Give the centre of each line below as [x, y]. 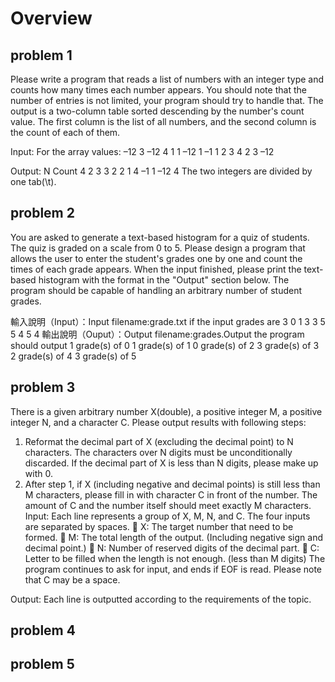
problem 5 [42, 664]
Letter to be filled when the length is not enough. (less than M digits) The [175, 558]
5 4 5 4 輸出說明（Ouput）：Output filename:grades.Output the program [157, 334]
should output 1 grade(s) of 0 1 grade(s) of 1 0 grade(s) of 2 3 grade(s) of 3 [165, 345]
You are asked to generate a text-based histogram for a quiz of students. [160, 237]
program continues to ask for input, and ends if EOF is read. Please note [173, 569]
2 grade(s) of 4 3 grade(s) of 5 [73, 356]
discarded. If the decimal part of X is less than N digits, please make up [171, 463]
